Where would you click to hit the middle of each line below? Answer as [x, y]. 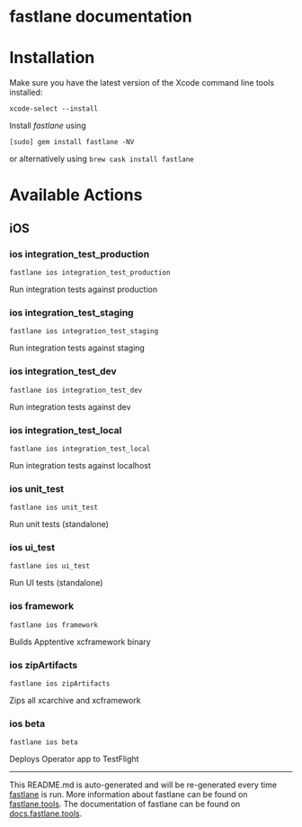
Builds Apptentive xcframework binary [80, 641]
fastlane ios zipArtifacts [60, 684]
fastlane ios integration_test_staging [84, 332]
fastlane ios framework [54, 625]
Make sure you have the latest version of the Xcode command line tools [142, 83]
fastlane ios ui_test [50, 566]
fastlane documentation [101, 17]
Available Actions [76, 195]
